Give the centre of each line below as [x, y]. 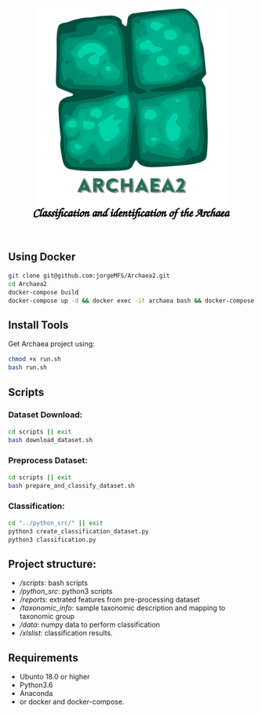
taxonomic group [47, 617]
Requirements [43, 658]
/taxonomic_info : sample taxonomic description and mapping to [122, 608]
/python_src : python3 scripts [66, 591]
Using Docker [42, 256]
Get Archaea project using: [52, 344]
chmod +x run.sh [35, 359]
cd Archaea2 [27, 284]
